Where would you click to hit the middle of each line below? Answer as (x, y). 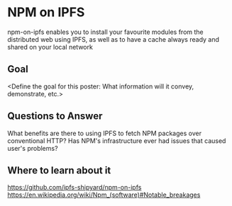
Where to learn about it (59, 170)
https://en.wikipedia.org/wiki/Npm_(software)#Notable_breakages (104, 195)
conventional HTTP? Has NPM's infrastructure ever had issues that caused (117, 141)
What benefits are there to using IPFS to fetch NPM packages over (105, 133)
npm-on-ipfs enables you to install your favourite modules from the (105, 32)
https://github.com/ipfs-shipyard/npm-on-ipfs (74, 188)
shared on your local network (50, 47)
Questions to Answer (55, 116)
